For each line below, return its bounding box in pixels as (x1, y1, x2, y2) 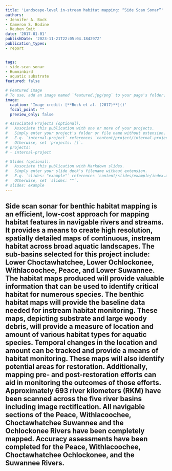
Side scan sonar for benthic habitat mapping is (5, 202, 158, 211)
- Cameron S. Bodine (5, 22, 50, 27)
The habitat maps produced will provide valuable (5, 274, 164, 283)
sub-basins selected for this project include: (5, 250, 150, 259)
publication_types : (5, 41, 47, 46)
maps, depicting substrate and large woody (5, 314, 147, 323)
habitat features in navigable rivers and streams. (5, 218, 164, 227)
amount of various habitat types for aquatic (5, 330, 147, 339)
